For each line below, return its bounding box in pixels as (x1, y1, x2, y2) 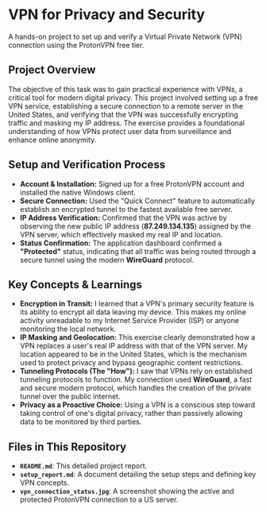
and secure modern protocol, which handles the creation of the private (19, 383, 252, 393)
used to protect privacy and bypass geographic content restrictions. (19, 358, 243, 368)
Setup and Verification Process (8, 158, 166, 171)
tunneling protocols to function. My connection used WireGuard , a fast (19, 375, 253, 384)
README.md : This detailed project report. (19, 461, 148, 471)
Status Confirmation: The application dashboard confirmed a (19, 238, 222, 248)
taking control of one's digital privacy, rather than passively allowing (19, 409, 244, 418)
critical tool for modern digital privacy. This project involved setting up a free (8, 93, 259, 102)
